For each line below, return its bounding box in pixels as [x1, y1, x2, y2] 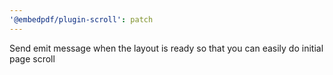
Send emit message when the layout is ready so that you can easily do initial [9, 42, 324, 54]
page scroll [9, 52, 56, 65]
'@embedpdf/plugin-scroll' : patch [9, 14, 154, 25]
